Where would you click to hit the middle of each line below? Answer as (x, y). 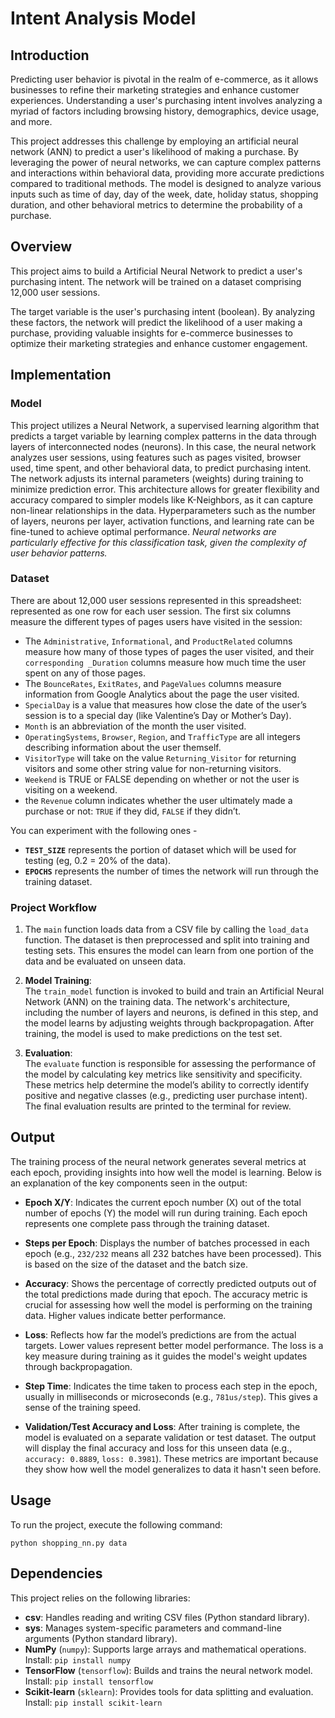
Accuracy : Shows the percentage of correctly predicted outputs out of (170, 1283)
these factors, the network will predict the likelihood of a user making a (156, 322)
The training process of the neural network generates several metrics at (158, 1161)
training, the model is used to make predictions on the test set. (153, 1034)
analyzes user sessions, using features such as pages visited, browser (156, 457)
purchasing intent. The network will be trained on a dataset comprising (156, 281)
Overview (41, 247)
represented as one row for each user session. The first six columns (151, 611)
